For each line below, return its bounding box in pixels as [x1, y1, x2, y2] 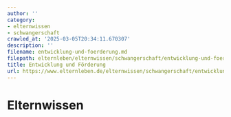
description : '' [7, 42, 54, 49]
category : [7, 17, 36, 23]
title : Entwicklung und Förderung [7, 61, 107, 68]
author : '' [7, 10, 38, 17]
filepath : [7, 55, 36, 62]
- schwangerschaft [7, 29, 60, 36]
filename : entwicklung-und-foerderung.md [7, 49, 128, 56]
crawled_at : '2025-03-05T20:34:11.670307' [7, 36, 131, 43]
